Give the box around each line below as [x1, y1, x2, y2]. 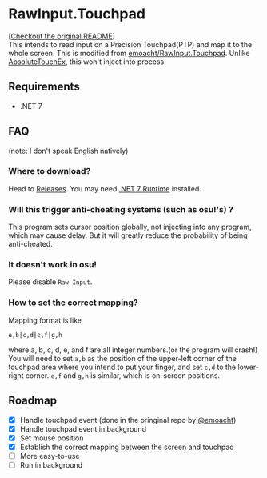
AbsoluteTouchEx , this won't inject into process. [8, 57, 166, 66]
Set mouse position [19, 433, 84, 443]
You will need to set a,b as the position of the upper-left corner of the [8, 353, 237, 363]
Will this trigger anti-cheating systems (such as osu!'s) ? [8, 203, 233, 215]
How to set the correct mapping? [8, 297, 138, 308]
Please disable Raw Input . [8, 277, 93, 287]
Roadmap [8, 394, 58, 408]
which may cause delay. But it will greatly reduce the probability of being [8, 231, 248, 240]
